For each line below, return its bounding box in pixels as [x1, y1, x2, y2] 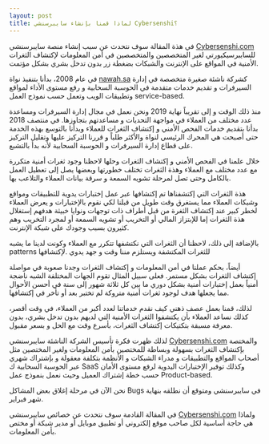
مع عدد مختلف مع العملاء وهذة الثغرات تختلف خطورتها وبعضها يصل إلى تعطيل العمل [9, 164, 258, 174]
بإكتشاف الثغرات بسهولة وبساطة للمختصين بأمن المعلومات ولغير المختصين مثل [9, 344, 245, 353]
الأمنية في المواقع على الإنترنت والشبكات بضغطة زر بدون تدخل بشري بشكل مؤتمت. [9, 58, 259, 68]
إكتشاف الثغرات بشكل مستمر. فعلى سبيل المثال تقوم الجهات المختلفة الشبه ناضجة [9, 270, 257, 281]
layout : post [9, 11, 53, 20]
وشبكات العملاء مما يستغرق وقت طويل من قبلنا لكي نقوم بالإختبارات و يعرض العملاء [9, 197, 259, 207]
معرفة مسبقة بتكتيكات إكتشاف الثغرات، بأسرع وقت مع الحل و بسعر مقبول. [9, 320, 233, 329]
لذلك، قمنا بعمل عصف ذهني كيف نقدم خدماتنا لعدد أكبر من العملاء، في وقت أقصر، [9, 303, 253, 313]
